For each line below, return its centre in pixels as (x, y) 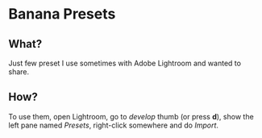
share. (19, 72)
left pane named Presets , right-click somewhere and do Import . (114, 125)
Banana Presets (62, 14)
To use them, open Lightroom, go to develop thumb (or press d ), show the (131, 116)
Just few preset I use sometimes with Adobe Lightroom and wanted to (125, 63)
